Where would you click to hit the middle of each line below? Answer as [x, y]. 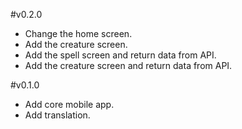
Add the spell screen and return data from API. [120, 55]
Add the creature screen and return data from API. [128, 65]
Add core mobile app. [69, 104]
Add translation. [57, 115]
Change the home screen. [78, 33]
